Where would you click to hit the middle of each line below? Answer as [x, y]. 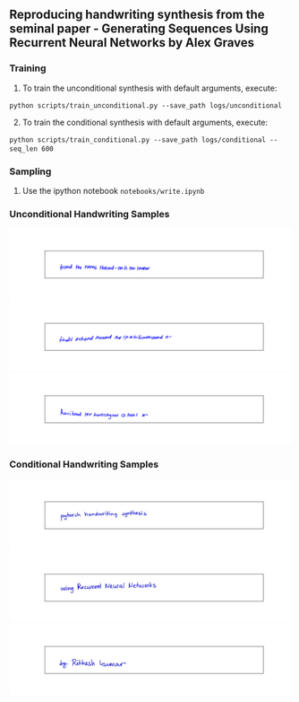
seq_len [24, 149]
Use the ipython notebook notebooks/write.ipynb [113, 190]
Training [28, 68]
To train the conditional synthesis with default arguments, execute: [145, 122]
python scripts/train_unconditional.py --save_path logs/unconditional [145, 105]
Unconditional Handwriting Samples [90, 214]
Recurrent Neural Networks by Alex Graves [132, 43]
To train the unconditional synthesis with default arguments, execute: [149, 88]
